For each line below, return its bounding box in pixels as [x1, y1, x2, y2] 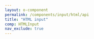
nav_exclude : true [5, 26, 44, 31]
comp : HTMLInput [5, 21, 39, 27]
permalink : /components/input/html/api [5, 12, 89, 17]
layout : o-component [5, 7, 49, 13]
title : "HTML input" [5, 17, 49, 22]
